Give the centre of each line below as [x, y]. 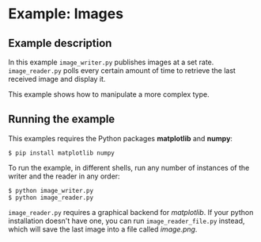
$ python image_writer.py [51, 190]
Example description [60, 43]
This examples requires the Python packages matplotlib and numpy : [121, 138]
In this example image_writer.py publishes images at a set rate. [111, 62]
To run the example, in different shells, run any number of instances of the [129, 167]
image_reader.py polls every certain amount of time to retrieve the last [122, 71]
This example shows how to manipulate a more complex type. [109, 94]
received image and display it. [57, 79]
